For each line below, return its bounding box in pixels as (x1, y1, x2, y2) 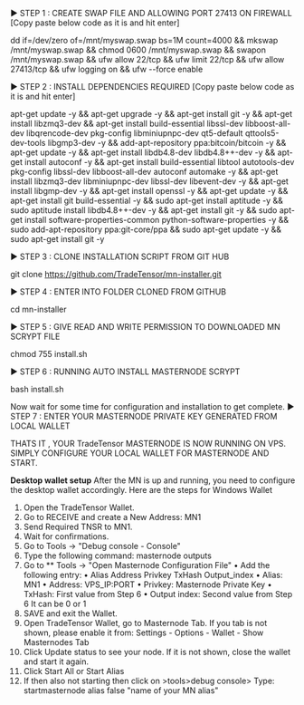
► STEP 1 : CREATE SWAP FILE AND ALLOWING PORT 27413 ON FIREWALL (10, 8, 292, 18)
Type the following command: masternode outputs (23, 550, 212, 561)
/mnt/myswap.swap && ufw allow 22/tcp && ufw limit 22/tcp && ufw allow (10, 54, 285, 64)
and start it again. (23, 656, 90, 667)
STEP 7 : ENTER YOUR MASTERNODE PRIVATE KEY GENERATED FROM (10, 411, 278, 421)
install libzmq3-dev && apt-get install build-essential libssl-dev (10, 118, 243, 129)
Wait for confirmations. (23, 531, 109, 542)
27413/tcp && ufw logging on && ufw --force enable (10, 63, 204, 74)
